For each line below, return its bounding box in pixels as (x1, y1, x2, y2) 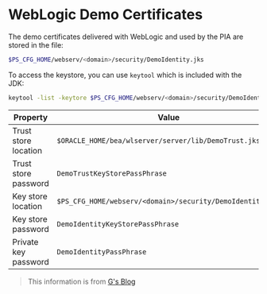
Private (12, 236, 39, 247)
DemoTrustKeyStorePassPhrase (56, 168, 167, 178)
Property (13, 111, 48, 122)
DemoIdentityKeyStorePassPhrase (56, 219, 180, 228)
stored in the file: (8, 40, 64, 49)
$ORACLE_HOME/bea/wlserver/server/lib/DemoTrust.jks (56, 136, 261, 145)
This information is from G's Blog (27, 277, 136, 286)
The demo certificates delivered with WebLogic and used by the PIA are (8, 32, 244, 41)
